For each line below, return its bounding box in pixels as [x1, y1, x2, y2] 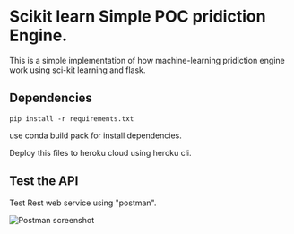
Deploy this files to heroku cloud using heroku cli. [9, 147, 192, 158]
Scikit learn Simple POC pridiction [9, 6, 266, 27]
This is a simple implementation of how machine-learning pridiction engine [9, 55, 285, 65]
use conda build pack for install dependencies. [9, 130, 182, 141]
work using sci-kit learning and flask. [9, 65, 146, 75]
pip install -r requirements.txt [9, 114, 134, 123]
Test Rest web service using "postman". [9, 197, 157, 208]
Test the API [9, 173, 79, 189]
